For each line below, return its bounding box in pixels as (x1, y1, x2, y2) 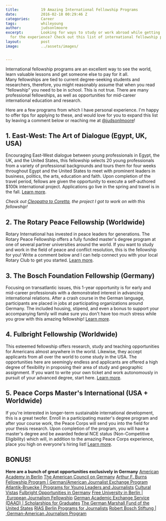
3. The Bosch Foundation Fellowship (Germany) (5, 271, 155, 280)
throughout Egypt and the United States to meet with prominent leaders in (5, 168, 156, 174)
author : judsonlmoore (5, 26, 68, 31)
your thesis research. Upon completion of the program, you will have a (5, 425, 149, 431)
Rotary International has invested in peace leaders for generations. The (5, 231, 150, 237)
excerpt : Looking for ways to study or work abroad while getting (5, 30, 161, 35)
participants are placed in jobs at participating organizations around (5, 300, 143, 306)
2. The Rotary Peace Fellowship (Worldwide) (5, 218, 145, 227)
